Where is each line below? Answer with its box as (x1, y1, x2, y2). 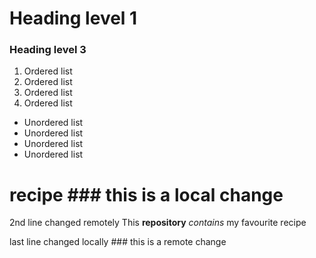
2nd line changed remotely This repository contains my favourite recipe (9, 217, 307, 229)
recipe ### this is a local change (9, 183, 284, 206)
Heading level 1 (9, 7, 138, 30)
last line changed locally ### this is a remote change (9, 236, 227, 248)
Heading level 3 (9, 43, 87, 57)
